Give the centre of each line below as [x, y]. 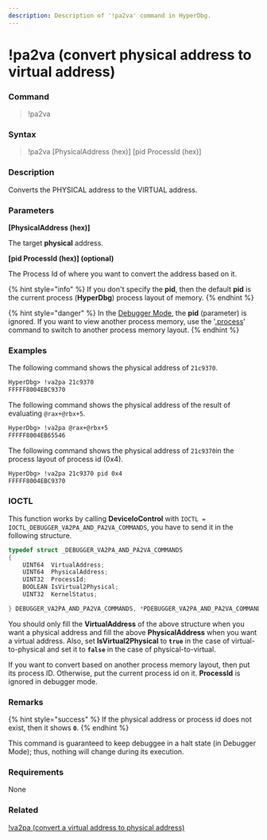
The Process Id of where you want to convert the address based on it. [122, 274]
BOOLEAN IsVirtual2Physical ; [71, 587]
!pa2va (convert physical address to [130, 54]
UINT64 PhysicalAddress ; [66, 572]
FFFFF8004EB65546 [37, 435]
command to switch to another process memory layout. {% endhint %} [124, 330]
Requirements [36, 772]
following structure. [40, 535]
